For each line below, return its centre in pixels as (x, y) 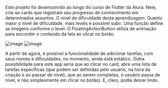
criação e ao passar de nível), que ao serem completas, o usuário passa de (83, 75)
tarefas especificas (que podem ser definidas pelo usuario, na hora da (78, 69)
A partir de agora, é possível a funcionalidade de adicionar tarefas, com (79, 53)
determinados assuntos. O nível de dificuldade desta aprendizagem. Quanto (84, 18)
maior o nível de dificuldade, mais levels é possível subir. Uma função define (84, 23)
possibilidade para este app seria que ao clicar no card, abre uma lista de (81, 64)
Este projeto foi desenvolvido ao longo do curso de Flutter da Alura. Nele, (81, 7)
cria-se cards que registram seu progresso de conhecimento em (72, 13)
